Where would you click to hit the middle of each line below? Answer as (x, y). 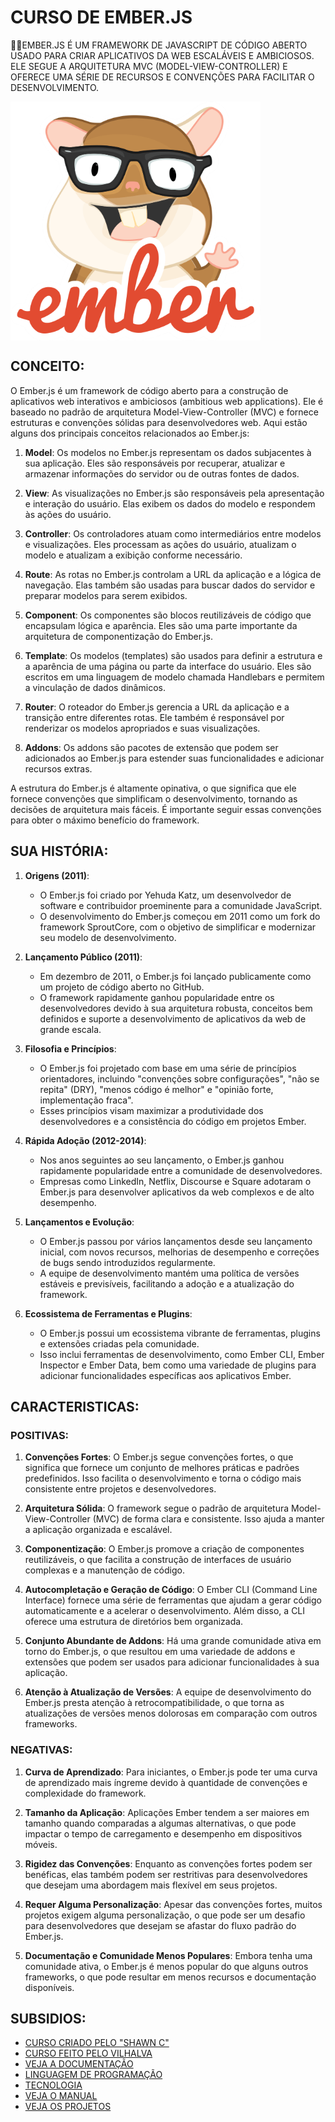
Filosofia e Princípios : (70, 1048)
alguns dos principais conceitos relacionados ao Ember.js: (130, 433)
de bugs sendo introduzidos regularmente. (127, 1262)
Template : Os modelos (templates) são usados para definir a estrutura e (173, 655)
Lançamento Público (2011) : (83, 957)
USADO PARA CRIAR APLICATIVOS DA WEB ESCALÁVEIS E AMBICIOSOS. (162, 55)
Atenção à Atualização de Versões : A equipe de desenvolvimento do (168, 1692)
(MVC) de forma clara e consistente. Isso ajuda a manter (208, 1519)
